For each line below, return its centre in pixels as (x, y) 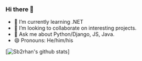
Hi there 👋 (20, 9)
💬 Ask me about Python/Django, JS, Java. (64, 34)
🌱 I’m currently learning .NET (49, 22)
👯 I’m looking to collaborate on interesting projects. (75, 28)
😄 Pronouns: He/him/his (44, 41)
